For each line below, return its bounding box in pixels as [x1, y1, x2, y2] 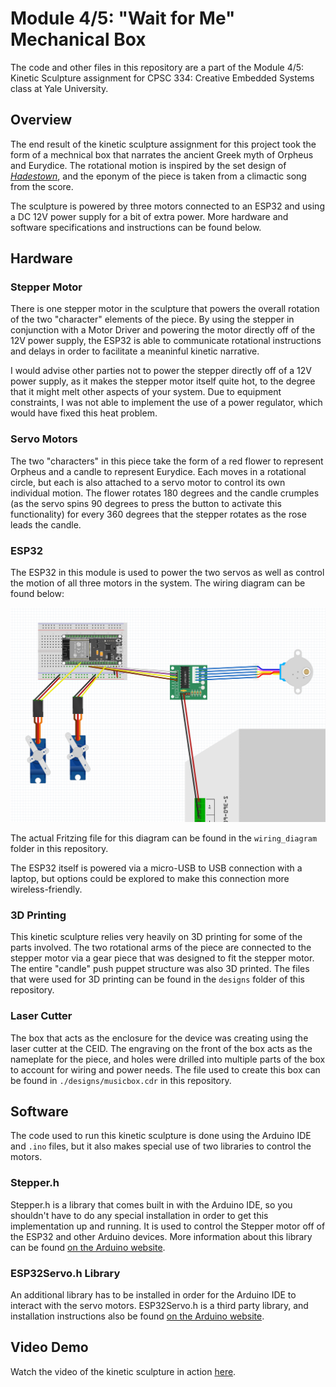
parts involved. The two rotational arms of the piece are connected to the [10, 942, 312, 954]
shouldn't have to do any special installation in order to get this [10, 1209, 269, 1221]
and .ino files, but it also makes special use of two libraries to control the [10, 1140, 312, 1152]
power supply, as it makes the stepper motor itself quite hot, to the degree [10, 375, 316, 387]
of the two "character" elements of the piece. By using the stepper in [10, 313, 295, 326]
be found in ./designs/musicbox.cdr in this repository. [10, 1074, 232, 1086]
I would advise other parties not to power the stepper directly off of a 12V [10, 365, 312, 377]
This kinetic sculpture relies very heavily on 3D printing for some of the [10, 931, 303, 943]
